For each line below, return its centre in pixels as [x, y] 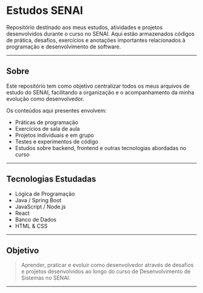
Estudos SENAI [45, 11]
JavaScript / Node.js [40, 206]
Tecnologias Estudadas [51, 179]
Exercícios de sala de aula [47, 128]
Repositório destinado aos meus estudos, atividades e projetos [85, 27]
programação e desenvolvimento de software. [64, 47]
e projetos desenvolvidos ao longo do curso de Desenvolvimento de [106, 272]
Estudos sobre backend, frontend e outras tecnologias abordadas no [101, 148]
